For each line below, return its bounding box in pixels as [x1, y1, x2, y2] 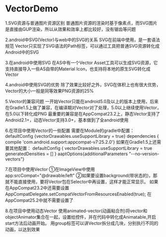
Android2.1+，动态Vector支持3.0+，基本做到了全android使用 [5, 117, 129, 123]
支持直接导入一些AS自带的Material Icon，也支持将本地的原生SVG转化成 [5, 65, 151, 72]
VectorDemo [5, 3, 58, 14]
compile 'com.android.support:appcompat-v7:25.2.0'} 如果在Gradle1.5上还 [5, 139, 157, 145]
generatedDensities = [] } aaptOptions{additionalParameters [5, 151, 128, 157]
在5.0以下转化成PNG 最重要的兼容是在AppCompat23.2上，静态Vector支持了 [5, 111, 160, 117]
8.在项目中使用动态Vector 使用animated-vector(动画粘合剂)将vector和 [5, 208, 148, 214]
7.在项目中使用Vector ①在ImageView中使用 [5, 166, 95, 172]
